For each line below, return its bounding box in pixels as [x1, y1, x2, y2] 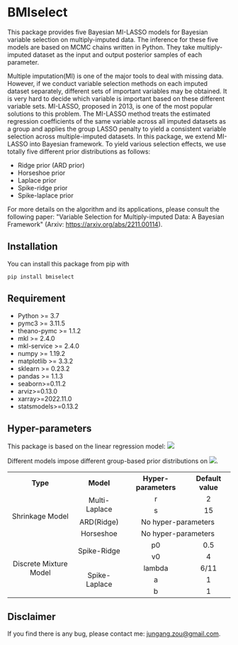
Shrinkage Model [11, 511, 69, 521]
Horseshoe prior [17, 168, 66, 177]
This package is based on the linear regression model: [7, 442, 166, 451]
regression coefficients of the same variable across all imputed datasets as [7, 116, 227, 125]
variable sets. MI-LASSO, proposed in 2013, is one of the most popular [7, 102, 213, 110]
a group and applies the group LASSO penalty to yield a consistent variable [7, 124, 227, 133]
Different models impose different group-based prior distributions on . [7, 457, 218, 465]
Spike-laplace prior [17, 191, 74, 200]
